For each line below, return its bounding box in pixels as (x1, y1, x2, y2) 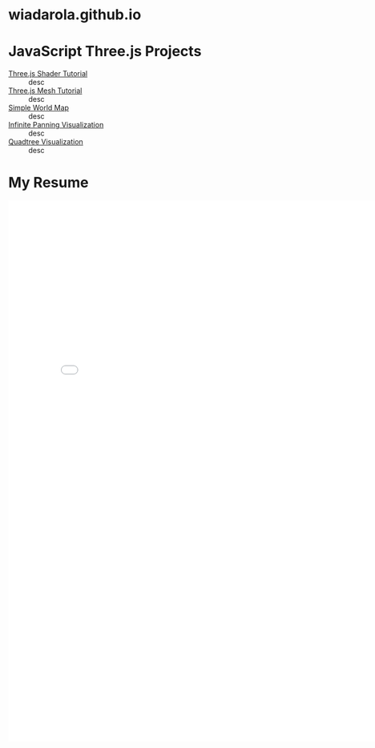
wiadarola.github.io (8, 6, 142, 24)
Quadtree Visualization (8, 137, 84, 147)
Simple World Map (8, 103, 70, 113)
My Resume (8, 174, 89, 192)
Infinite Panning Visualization (8, 120, 104, 130)
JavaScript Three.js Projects (8, 42, 202, 61)
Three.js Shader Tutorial (8, 69, 88, 79)
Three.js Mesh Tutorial (8, 86, 83, 95)
